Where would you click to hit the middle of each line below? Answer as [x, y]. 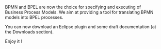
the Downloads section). [29, 32]
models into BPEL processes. [34, 17]
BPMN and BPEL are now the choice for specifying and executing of [73, 7]
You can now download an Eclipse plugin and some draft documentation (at [80, 27]
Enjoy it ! [14, 41]
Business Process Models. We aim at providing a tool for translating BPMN [79, 12]
